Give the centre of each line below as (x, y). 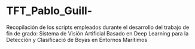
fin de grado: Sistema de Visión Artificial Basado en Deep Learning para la (97, 33)
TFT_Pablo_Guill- (49, 11)
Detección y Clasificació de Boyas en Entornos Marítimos (77, 40)
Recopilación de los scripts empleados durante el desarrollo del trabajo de (98, 27)
